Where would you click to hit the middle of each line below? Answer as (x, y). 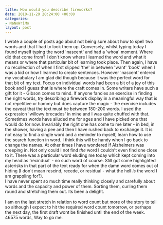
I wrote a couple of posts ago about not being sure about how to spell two (79, 41)
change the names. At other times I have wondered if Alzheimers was (75, 145)
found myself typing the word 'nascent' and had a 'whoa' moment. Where (79, 52)
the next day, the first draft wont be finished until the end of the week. (75, 212)
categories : (17, 19)
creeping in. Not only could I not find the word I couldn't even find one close (81, 150)
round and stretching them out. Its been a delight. (55, 192)
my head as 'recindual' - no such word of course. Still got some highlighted (80, 161)
